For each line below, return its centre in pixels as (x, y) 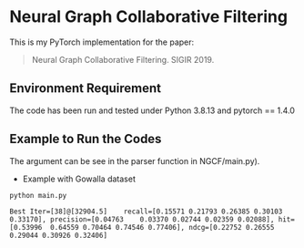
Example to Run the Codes (86, 139)
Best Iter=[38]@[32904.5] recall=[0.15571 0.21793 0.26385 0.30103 (146, 212)
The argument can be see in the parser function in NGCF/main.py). (135, 160)
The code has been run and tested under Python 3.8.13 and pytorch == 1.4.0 (152, 110)
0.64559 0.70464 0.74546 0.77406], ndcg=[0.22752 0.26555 (162, 227)
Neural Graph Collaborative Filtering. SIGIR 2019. (123, 59)
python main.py (38, 195)
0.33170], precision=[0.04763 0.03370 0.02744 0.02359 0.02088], (142, 219)
